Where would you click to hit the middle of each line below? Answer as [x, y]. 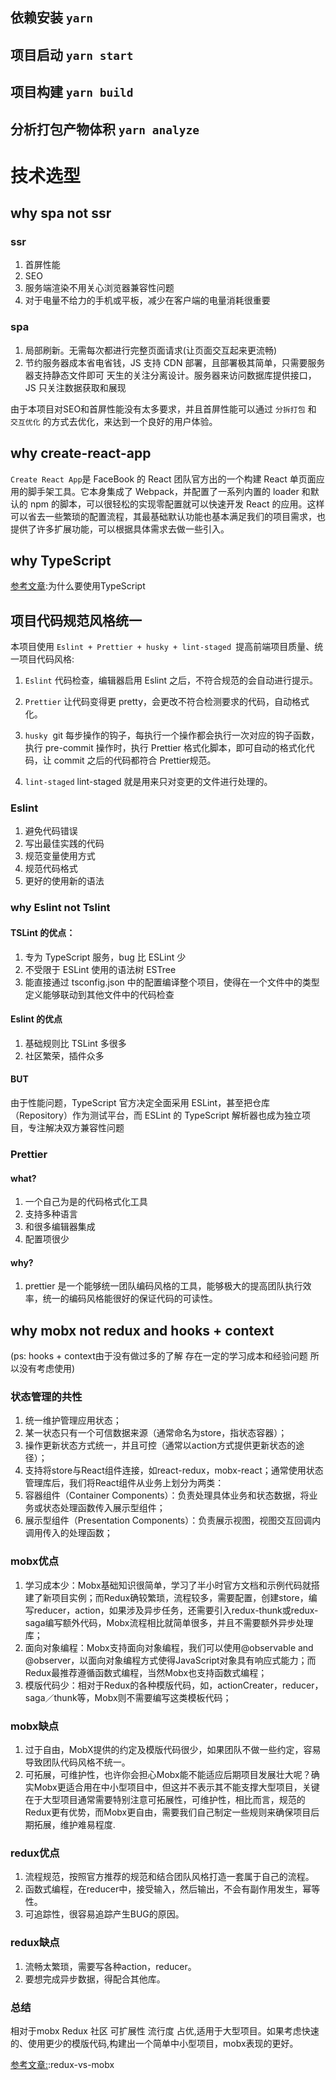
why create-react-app [81, 453]
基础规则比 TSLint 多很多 [75, 1043]
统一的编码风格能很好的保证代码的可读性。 [130, 1299]
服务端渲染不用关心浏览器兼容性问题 [99, 288]
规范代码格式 [51, 869]
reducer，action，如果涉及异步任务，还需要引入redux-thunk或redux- [176, 1610]
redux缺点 [35, 1943]
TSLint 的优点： [43, 932]
